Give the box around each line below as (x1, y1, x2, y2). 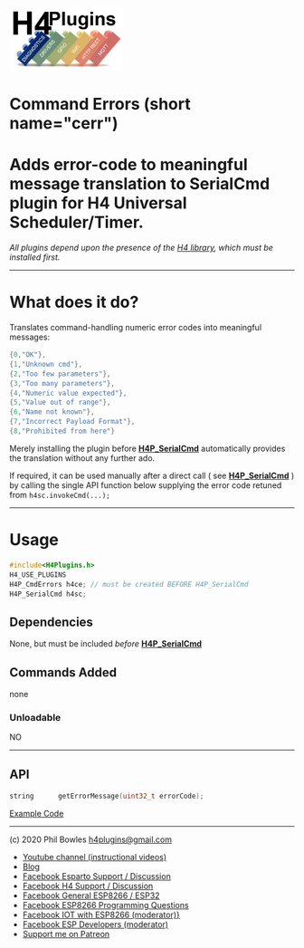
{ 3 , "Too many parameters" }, (9, 378, 116, 388)
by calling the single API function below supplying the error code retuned (9, 479, 282, 491)
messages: (9, 331, 51, 342)
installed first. (9, 252, 61, 263)
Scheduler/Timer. (9, 212, 145, 233)
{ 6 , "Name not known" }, (9, 407, 95, 417)
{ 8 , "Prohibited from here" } (9, 426, 116, 436)
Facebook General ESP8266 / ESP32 (22, 890, 160, 901)
